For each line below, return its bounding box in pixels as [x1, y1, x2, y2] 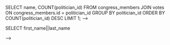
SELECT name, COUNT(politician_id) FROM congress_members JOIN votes [5, 5, 165, 10]
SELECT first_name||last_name [5, 25, 71, 31]
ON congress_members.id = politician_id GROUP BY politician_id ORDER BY [5, 10, 165, 16]
